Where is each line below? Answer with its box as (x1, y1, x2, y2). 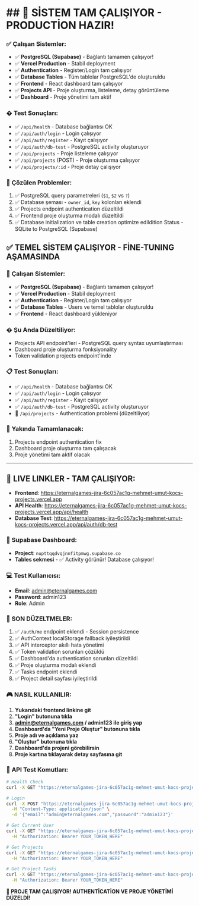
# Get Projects (6, 844, 44, 850)
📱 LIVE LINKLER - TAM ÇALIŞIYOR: (6, 474, 136, 484)
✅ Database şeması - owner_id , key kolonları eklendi (14, 199, 142, 206)
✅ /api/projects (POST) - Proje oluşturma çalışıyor (14, 156, 140, 164)
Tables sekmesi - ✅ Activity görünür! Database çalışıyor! (14, 556, 154, 563)
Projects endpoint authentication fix (14, 438, 102, 446)
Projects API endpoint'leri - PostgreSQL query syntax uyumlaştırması (14, 340, 183, 347)
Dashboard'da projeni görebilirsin (14, 744, 99, 751)
